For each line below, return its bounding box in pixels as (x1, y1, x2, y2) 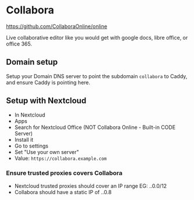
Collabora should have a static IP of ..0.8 (14, 188, 112, 195)
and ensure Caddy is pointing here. (6, 79, 90, 86)
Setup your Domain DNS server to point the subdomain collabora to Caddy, (6, 72, 188, 79)
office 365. (6, 40, 32, 47)
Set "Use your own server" (14, 148, 79, 155)
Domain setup (6, 57, 58, 67)
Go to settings (14, 142, 48, 149)
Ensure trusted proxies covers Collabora (6, 169, 123, 177)
